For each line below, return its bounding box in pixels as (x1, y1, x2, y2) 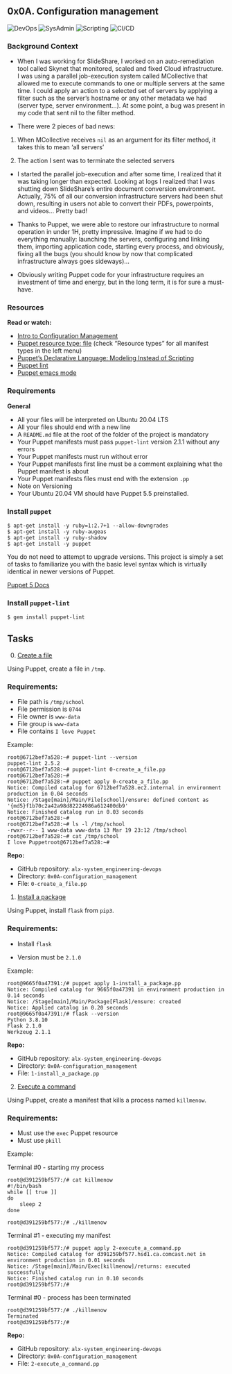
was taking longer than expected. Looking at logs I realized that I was (17, 177, 215, 186)
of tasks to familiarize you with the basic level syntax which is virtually (7, 560, 208, 568)
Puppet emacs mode (17, 369, 77, 377)
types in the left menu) (17, 346, 82, 355)
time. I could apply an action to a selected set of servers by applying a (17, 87, 218, 95)
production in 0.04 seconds (7, 791, 89, 798)
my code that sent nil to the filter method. (17, 109, 136, 117)
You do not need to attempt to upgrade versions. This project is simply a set (7, 553, 224, 561)
